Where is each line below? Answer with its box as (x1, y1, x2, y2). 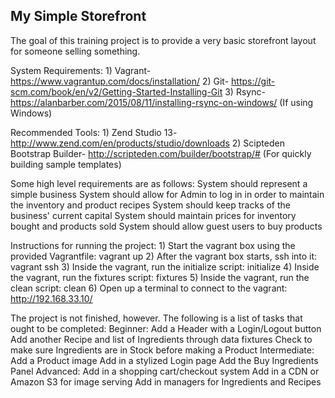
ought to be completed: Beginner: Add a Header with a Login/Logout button (10, 322, 322, 334)
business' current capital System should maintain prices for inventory (10, 209, 297, 221)
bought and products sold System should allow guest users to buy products (10, 220, 323, 232)
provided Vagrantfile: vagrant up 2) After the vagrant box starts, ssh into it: (10, 250, 318, 262)
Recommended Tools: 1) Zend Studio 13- (10, 126, 178, 138)
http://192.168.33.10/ (10, 292, 93, 304)
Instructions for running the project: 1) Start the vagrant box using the (10, 239, 296, 251)
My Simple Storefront (10, 8, 147, 25)
